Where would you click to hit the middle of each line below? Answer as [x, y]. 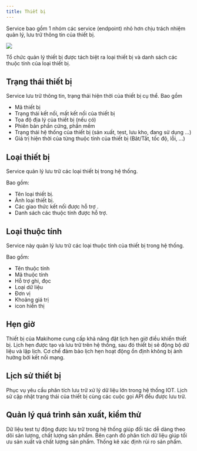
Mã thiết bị [28, 107]
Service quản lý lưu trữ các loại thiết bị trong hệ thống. [72, 171]
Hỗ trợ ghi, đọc [33, 281]
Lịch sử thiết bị [34, 376]
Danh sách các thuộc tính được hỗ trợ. [61, 213]
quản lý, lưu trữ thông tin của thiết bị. [51, 34]
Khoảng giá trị [31, 300]
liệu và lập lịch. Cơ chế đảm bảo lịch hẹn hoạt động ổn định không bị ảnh [94, 351]
